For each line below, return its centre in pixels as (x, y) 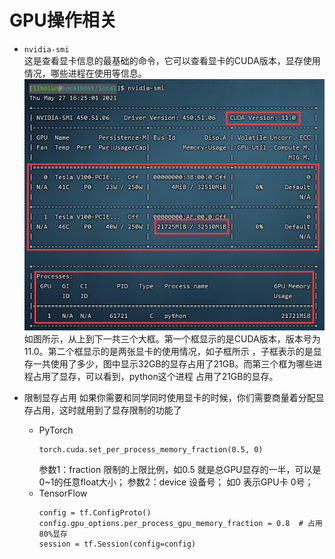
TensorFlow (63, 493)
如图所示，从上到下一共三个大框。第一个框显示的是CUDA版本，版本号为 (172, 339)
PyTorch (56, 430)
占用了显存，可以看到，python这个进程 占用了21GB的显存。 (155, 377)
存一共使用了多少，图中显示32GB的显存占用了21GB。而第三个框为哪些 (168, 364)
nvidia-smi (46, 49)
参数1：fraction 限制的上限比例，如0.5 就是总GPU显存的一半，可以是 (180, 470)
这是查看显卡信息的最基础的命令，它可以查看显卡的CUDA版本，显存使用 (172, 60)
